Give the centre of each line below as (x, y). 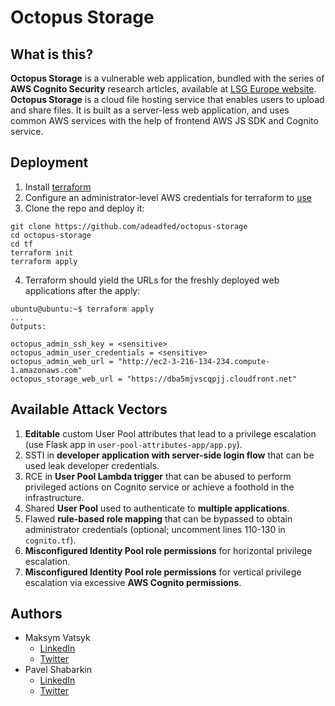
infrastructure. (54, 497)
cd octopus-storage (51, 235)
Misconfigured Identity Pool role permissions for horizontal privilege (168, 550)
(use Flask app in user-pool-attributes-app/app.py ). (133, 444)
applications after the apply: (82, 290)
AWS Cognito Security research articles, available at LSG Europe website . (163, 89)
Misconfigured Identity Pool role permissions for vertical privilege (163, 572)
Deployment (49, 162)
